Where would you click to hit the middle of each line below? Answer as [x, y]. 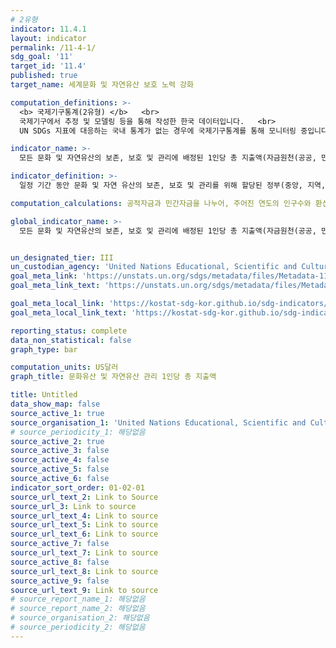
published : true [44, 76]
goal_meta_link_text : [55, 286]
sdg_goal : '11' [42, 57]
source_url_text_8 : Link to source [84, 571]
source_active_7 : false [60, 544]
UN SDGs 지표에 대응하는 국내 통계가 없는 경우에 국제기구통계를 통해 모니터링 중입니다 [173, 131]
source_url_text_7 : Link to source [84, 553]
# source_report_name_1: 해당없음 [78, 599]
